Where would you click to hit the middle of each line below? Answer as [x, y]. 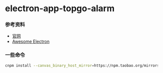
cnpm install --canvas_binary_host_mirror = [50, 65]
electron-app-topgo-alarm [60, 9]
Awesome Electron [31, 41]
